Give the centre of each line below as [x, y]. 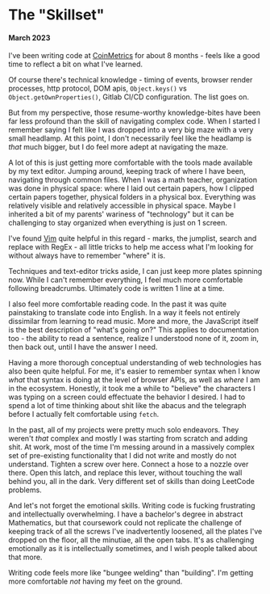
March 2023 [29, 37]
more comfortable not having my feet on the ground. [96, 581]
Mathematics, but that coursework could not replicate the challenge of [125, 523]
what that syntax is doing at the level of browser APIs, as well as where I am [134, 380]
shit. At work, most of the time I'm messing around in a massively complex [132, 447]
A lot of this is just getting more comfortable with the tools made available [131, 162]
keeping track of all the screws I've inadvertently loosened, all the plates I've [135, 532]
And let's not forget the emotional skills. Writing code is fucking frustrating [132, 506]
